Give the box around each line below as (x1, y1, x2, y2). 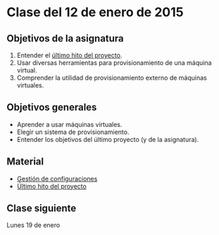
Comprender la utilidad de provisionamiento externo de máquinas (16, 73, 207, 82)
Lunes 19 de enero (6, 221, 61, 229)
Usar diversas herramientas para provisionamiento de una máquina (16, 59, 212, 67)
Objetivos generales (6, 102, 97, 114)
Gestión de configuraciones (16, 174, 98, 183)
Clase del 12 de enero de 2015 (6, 4, 184, 20)
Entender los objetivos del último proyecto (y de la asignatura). (16, 135, 199, 143)
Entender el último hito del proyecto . (16, 51, 123, 59)
